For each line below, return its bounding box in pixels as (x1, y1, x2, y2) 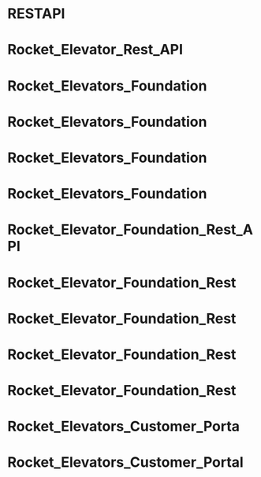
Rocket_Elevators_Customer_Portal (7, 453, 244, 471)
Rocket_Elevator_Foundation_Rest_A (7, 221, 254, 238)
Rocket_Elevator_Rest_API (7, 41, 183, 59)
